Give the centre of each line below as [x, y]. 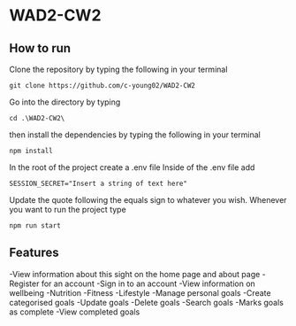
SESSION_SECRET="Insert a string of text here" [99, 183]
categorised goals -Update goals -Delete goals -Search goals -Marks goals [147, 302]
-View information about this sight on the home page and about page [135, 274]
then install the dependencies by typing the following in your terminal [135, 135]
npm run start [35, 226]
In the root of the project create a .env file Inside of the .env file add [132, 167]
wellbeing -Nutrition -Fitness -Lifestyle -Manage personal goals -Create [140, 292]
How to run [40, 48]
